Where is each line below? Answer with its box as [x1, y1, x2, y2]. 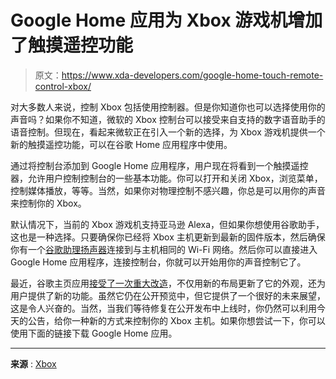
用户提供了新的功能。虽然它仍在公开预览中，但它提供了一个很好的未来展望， [10, 289, 326, 301]
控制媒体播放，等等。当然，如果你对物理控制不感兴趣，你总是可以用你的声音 [10, 184, 326, 196]
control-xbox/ [34, 80, 92, 92]
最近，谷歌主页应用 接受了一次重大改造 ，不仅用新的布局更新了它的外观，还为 [10, 277, 326, 289]
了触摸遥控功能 [10, 34, 134, 57]
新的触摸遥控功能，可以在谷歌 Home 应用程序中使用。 [10, 138, 233, 150]
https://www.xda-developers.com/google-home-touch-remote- [61, 69, 324, 81]
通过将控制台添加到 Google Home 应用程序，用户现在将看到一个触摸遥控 [10, 159, 309, 171]
